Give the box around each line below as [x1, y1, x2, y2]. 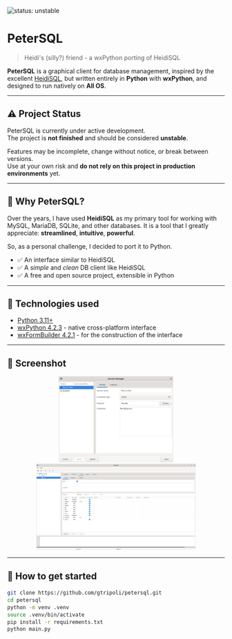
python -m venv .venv [7, 604, 70, 611]
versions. [7, 154, 33, 162]
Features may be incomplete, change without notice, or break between [7, 147, 209, 155]
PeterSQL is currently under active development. [7, 126, 146, 135]
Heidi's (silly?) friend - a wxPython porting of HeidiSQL [23, 53, 181, 61]
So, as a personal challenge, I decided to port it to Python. [7, 242, 173, 250]
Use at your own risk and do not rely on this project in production [7, 162, 195, 170]
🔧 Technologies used [7, 298, 99, 309]
